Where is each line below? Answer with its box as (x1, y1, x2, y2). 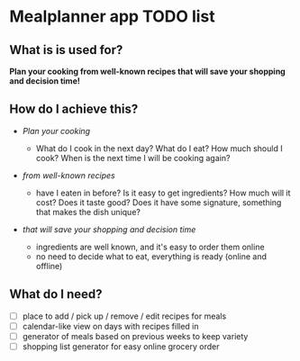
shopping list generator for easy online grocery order (22, 340, 220, 352)
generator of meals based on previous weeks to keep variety (22, 330, 249, 341)
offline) (35, 260, 63, 271)
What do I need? (9, 286, 103, 302)
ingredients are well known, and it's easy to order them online (35, 241, 265, 252)
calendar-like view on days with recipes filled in (22, 320, 200, 331)
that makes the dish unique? (35, 206, 141, 217)
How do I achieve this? (9, 102, 139, 117)
